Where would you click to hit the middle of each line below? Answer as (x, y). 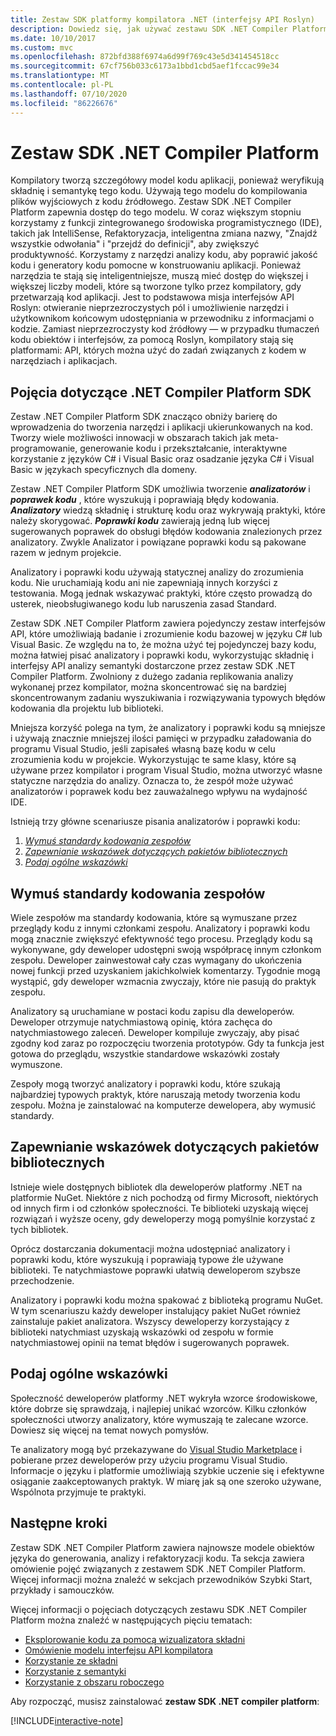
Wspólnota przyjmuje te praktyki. (78, 1492)
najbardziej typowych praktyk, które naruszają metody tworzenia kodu (155, 1095)
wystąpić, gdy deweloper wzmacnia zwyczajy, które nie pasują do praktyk (163, 982)
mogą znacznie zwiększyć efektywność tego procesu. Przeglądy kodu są (161, 939)
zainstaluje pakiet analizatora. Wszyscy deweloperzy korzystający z (150, 1321)
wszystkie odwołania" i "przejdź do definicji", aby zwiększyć (135, 244)
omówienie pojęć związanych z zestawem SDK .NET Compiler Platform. (158, 1568)
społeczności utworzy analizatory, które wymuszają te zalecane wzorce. (159, 1419)
